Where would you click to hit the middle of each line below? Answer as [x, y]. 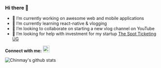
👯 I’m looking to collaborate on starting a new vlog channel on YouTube [83, 29]
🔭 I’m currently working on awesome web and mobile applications [78, 18]
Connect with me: [24, 51]
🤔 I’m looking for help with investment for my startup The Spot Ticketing [84, 34]
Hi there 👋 [17, 8]
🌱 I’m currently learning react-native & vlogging [59, 23]
